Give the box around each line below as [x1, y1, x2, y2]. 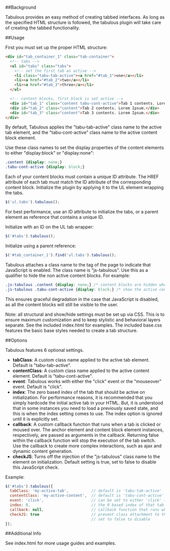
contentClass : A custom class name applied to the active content [12, 368, 150, 374]
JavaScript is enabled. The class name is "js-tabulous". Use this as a [5, 267, 148, 273]
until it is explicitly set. [12, 416, 59, 422]
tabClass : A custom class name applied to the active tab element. [12, 356, 150, 363]
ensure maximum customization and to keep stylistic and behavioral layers [5, 316, 161, 323]
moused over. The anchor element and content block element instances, [12, 427, 164, 433]
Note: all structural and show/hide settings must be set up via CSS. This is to [5, 311, 165, 317]
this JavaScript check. [12, 464, 59, 470]
